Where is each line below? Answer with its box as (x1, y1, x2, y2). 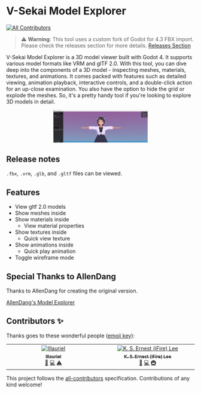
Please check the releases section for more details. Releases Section (20, 42, 191, 49)
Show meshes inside (14, 209, 66, 217)
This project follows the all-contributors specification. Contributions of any (6, 374, 190, 382)
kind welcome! (6, 381, 42, 388)
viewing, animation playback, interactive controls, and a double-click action (6, 79, 193, 86)
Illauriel (45, 354, 62, 360)
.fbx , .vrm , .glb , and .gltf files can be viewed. (6, 170, 123, 177)
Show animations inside (14, 241, 74, 249)
